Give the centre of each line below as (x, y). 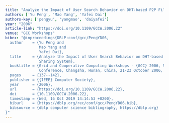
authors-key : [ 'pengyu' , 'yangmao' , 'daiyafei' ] (57, 19)
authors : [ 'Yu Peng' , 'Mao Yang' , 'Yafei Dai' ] (56, 15)
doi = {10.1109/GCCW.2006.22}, (49, 94)
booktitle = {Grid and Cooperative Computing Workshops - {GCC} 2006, (85, 66)
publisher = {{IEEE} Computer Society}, (53, 80)
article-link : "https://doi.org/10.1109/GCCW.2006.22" (64, 29)
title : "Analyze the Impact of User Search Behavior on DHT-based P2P (81, 10)
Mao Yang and (53, 47)
